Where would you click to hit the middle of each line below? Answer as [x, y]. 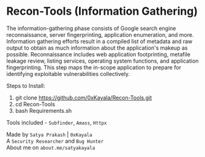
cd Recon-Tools [35, 104]
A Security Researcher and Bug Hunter [55, 141]
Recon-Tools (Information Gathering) [102, 11]
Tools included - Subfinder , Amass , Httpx [57, 122]
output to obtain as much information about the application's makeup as [97, 48]
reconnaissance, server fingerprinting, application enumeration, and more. [100, 34]
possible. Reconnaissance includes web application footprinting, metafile [99, 54]
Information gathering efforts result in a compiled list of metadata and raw [99, 41]
